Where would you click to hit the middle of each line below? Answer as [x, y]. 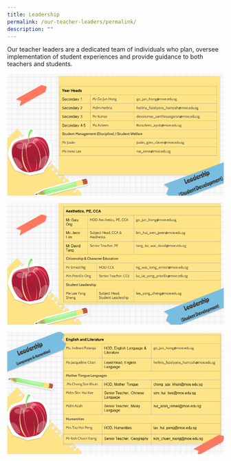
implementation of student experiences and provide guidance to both [105, 57]
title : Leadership [33, 14]
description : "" [30, 29]
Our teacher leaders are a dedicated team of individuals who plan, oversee [113, 50]
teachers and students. [40, 64]
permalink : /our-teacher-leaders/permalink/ [72, 22]
